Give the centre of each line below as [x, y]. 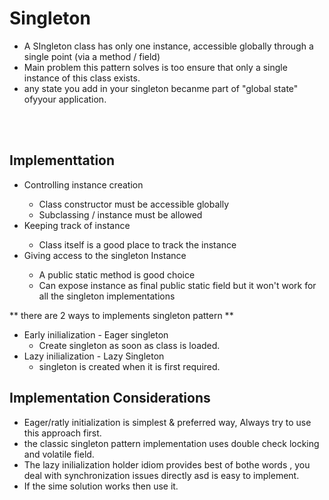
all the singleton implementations [107, 296]
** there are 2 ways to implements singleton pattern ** [121, 315]
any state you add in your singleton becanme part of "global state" [161, 88]
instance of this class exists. [82, 78]
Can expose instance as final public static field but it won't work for [177, 285]
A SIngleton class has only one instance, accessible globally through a [168, 46]
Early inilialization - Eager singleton [96, 334]
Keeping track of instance [77, 225]
